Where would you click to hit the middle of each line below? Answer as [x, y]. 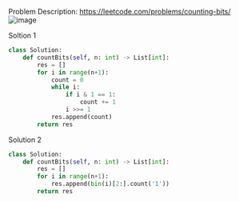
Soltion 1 [22, 36]
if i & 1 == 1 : [90, 95]
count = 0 [67, 80]
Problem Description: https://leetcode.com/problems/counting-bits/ [119, 12]
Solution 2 [25, 140]
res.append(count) [82, 117]
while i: [66, 87]
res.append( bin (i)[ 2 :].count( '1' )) [110, 184]
